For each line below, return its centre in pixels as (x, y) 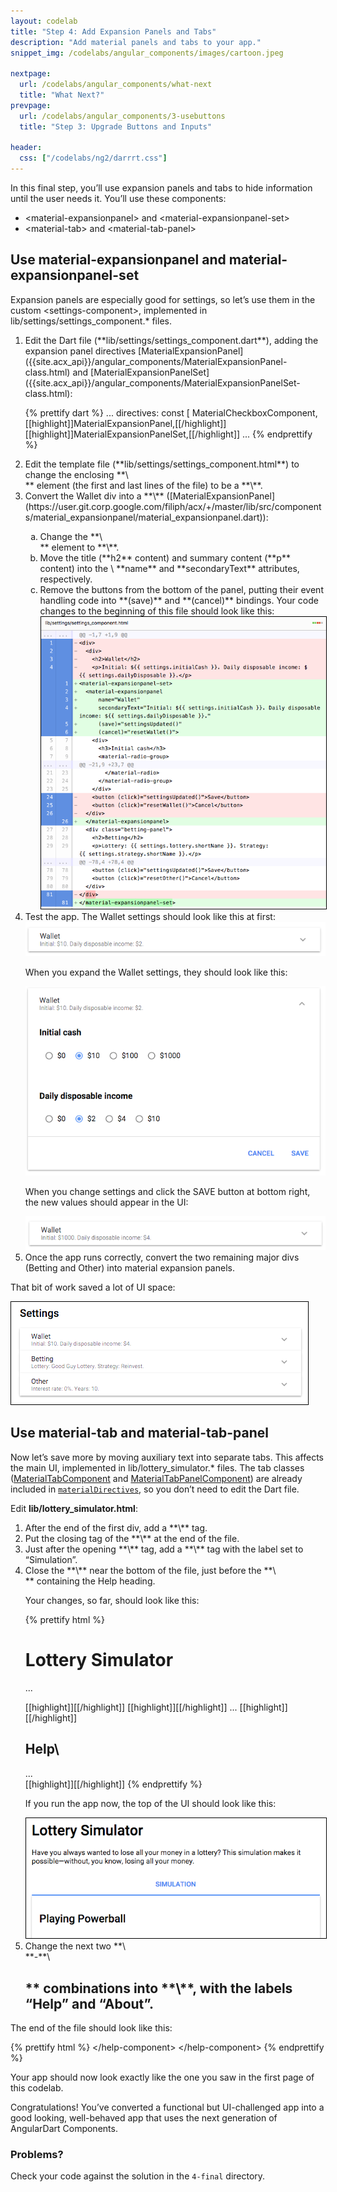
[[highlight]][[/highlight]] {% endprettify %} (113, 1784)
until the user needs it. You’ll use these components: (118, 198)
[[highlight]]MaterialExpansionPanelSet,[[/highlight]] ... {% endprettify (168, 434)
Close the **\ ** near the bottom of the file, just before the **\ (150, 1570)
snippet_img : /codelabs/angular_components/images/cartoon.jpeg (147, 53)
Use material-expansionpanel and (118, 260)
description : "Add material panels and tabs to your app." (136, 42)
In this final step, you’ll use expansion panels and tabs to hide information (161, 188)
